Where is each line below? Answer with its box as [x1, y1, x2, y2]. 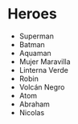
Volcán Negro [18, 82, 65, 92]
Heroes [7, 5, 57, 23]
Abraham [18, 99, 50, 109]
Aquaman [18, 48, 51, 58]
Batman [18, 39, 45, 49]
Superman [18, 31, 54, 41]
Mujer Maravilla [18, 57, 71, 66]
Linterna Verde [18, 65, 69, 74]
